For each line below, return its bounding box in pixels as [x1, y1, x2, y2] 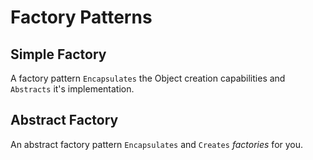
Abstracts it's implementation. [10, 83, 135, 95]
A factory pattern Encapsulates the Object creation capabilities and [10, 72, 286, 84]
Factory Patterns [10, 6, 153, 29]
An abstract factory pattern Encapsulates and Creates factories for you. [10, 138, 304, 150]
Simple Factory [10, 46, 107, 63]
